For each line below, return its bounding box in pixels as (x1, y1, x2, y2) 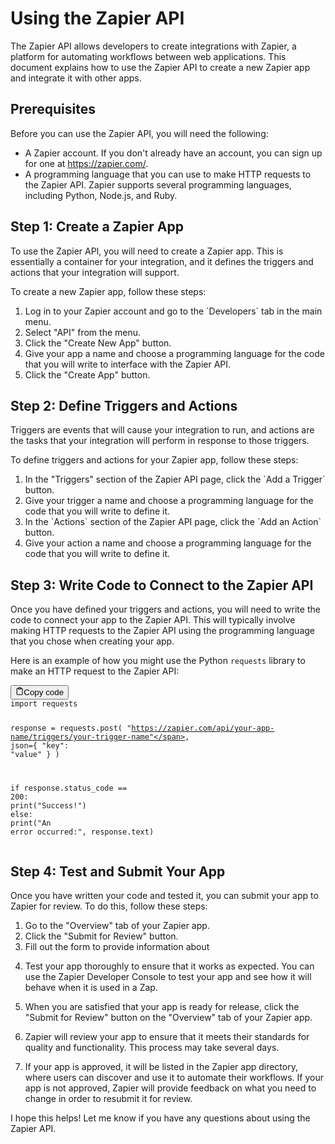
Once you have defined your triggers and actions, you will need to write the (10, 603, 321, 616)
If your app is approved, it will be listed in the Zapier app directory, (24, 1061, 298, 1073)
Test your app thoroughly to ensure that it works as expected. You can (24, 960, 315, 972)
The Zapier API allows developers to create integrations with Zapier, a (10, 40, 297, 52)
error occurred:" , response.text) (10, 827, 155, 837)
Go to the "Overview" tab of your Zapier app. (24, 920, 210, 932)
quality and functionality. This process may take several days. (24, 1042, 280, 1054)
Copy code (23, 687, 65, 698)
